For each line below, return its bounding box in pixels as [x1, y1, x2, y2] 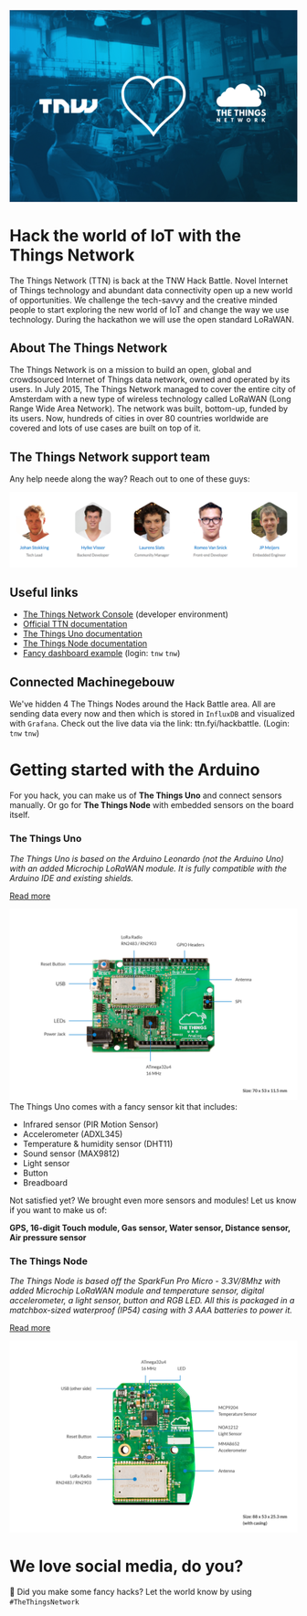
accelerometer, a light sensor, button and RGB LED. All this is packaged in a [9, 1295, 295, 1306]
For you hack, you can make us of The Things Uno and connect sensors [9, 790, 282, 801]
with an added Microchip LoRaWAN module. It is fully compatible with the [9, 863, 288, 874]
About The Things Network [9, 340, 168, 356]
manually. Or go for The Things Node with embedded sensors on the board [9, 800, 294, 811]
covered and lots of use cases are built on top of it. [9, 422, 201, 434]
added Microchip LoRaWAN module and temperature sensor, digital [9, 1285, 265, 1296]
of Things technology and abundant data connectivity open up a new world [9, 284, 293, 295]
